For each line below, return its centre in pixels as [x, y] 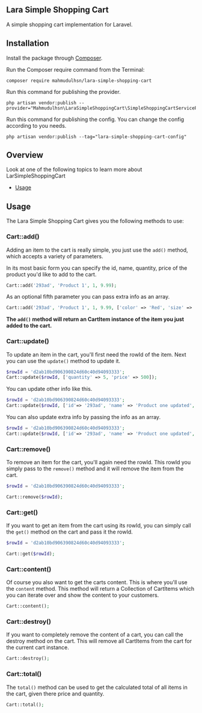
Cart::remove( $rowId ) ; [35, 497]
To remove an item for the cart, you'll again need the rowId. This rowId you [99, 462]
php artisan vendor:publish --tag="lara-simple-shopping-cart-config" [96, 137]
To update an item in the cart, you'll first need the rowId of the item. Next [96, 354]
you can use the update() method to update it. [63, 361]
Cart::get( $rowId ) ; [31, 554]
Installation [28, 44]
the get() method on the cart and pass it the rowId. [70, 532]
